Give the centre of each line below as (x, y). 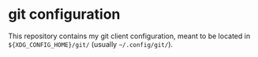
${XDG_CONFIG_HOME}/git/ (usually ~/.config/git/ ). (91, 44)
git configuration (64, 14)
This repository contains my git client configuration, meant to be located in (129, 36)
